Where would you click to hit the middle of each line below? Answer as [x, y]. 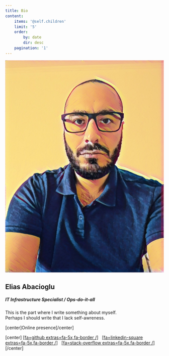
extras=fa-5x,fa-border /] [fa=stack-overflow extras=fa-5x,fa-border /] [80, 343]
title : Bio [17, 11]
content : [14, 16]
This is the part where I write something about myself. [61, 312]
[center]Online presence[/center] [39, 327]
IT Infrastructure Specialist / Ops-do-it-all [50, 300]
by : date [32, 37]
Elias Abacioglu [30, 286]
